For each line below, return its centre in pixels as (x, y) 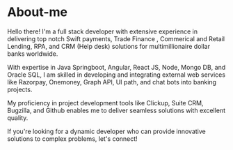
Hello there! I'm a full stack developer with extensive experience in (103, 31)
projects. (20, 89)
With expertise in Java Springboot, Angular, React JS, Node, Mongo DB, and (116, 67)
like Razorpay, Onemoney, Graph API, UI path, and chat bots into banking (112, 82)
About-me (38, 12)
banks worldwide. (33, 54)
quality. (18, 118)
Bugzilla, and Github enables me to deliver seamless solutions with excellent (116, 110)
